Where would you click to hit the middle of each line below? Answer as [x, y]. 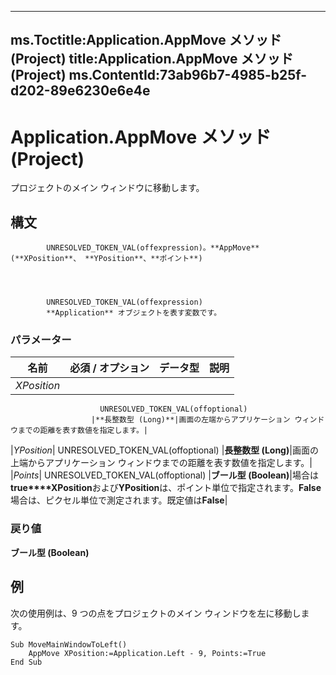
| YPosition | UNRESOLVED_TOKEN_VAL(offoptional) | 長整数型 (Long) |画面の [164, 450]
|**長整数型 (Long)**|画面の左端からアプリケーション [190, 420]
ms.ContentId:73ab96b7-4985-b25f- [188, 75]
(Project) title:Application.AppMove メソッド [152, 59]
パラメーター [41, 340]
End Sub [26, 662]
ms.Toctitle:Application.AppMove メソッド [146, 40]
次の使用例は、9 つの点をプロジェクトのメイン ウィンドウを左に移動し [156, 613]
